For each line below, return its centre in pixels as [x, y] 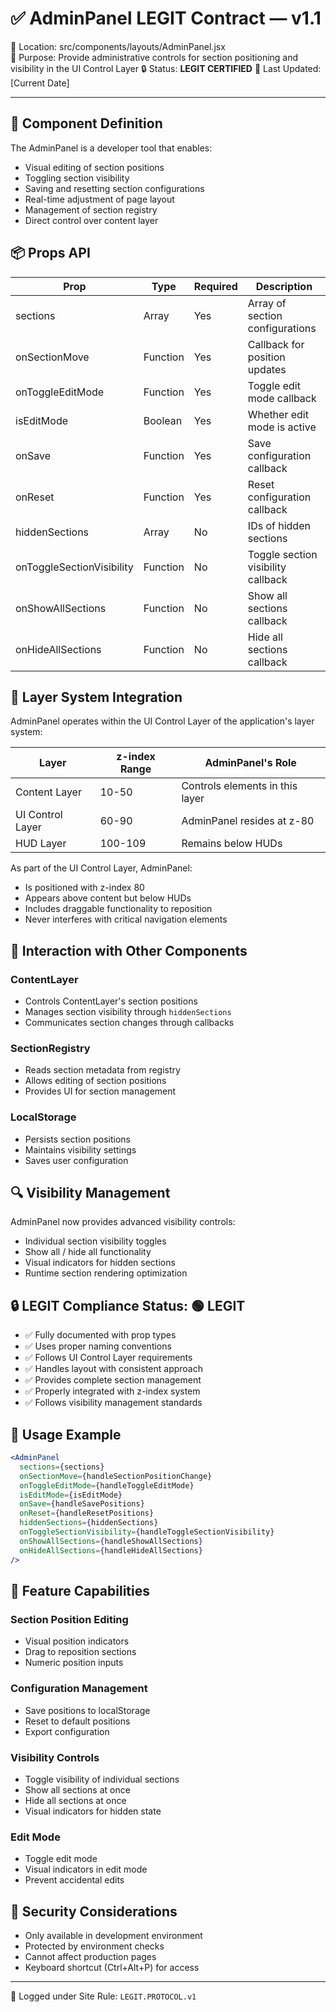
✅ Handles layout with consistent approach [113, 1369]
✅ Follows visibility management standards [113, 1403]
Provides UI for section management [100, 1091]
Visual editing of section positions [94, 167]
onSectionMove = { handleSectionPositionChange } [116, 1476]
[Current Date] [40, 83]
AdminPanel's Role [250, 763]
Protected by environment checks [94, 1946]
